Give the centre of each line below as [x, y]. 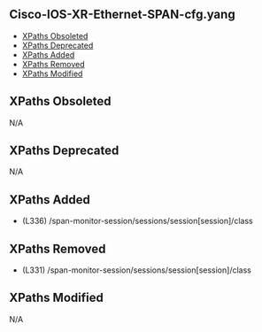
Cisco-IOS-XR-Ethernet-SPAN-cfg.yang [123, 15]
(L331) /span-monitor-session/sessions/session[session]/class [137, 270]
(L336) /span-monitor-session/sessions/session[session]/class [138, 221]
